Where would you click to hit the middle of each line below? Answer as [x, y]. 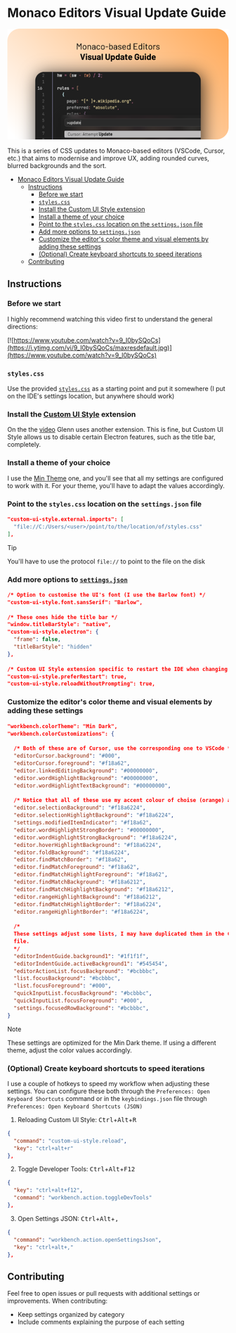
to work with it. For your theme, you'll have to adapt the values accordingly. [116, 485]
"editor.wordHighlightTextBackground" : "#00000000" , [92, 786]
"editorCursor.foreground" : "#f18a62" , [72, 764]
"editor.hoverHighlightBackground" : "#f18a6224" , [87, 845]
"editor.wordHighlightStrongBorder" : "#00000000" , [89, 830]
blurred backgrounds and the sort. [57, 166]
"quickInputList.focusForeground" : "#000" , [78, 1001]
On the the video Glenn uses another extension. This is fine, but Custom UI [115, 430]
